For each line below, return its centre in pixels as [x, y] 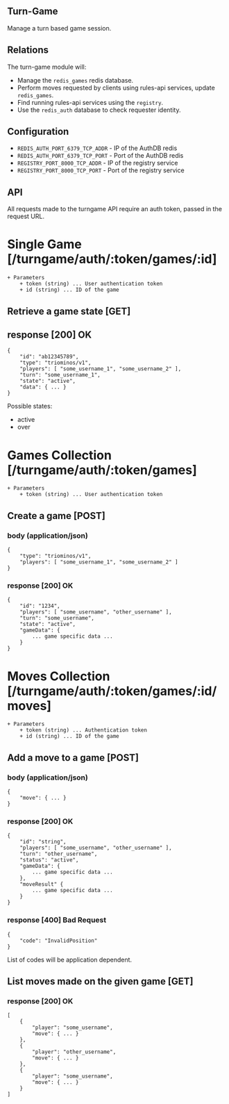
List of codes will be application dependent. [70, 959]
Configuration [38, 132]
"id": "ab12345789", [49, 357]
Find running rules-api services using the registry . [90, 102]
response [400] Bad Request [57, 920]
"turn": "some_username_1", [60, 375]
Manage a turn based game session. [59, 28]
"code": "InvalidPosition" [59, 941]
